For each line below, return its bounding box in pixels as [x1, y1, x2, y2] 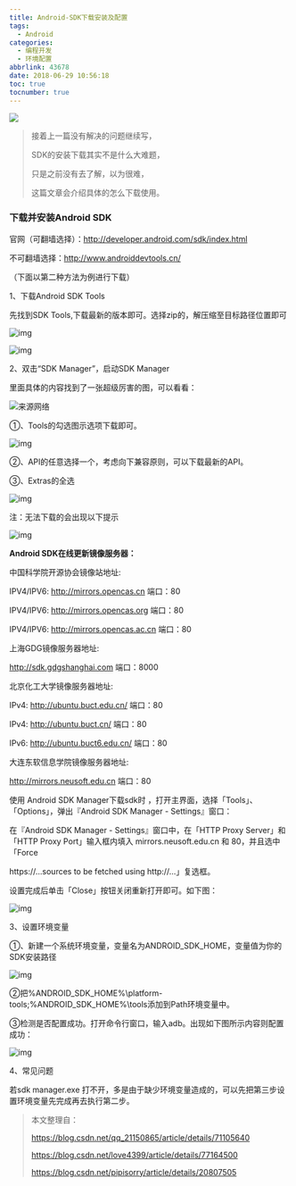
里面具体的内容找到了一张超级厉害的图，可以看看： [9, 381, 197, 393]
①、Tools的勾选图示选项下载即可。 [9, 420, 142, 430]
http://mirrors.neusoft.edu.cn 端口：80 [9, 775, 152, 786]
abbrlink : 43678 [9, 63, 70, 72]
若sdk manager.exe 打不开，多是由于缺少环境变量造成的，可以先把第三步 [9, 1084, 278, 1095]
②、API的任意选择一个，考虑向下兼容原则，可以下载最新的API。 [9, 456, 249, 467]
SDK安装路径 [9, 951, 57, 962]
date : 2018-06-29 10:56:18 [9, 71, 110, 80]
